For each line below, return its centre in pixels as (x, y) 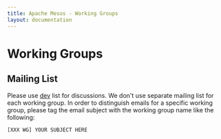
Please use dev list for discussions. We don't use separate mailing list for (110, 95)
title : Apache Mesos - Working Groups (63, 13)
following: (21, 117)
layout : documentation (40, 20)
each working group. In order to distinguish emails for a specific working (110, 103)
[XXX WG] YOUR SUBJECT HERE (48, 130)
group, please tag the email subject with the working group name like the (110, 110)
